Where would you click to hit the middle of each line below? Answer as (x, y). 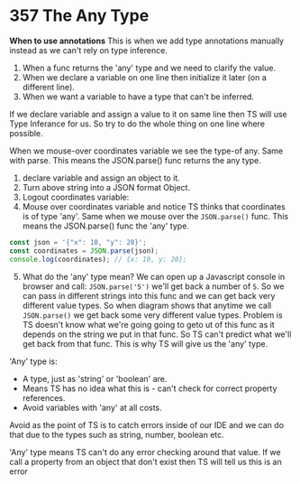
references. (44, 397)
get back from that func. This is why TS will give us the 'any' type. (145, 343)
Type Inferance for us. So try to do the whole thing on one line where (137, 124)
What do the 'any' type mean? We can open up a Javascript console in (154, 276)
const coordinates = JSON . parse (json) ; (84, 251)
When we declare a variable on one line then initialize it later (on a (145, 77)
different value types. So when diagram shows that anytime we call (147, 305)
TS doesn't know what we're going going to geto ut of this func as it (148, 324)
